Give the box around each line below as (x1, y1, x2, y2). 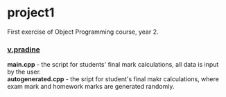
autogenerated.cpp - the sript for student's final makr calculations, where (7, 75, 220, 83)
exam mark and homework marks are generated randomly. (7, 83, 175, 91)
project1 (7, 5, 55, 21)
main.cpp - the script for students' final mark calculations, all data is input (7, 61, 219, 69)
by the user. (7, 67, 42, 76)
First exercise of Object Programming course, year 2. (7, 28, 159, 36)
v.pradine (7, 45, 40, 54)
